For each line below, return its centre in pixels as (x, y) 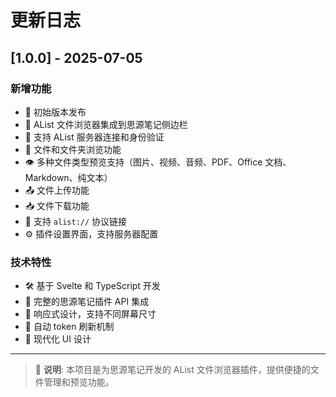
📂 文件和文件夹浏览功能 (73, 149)
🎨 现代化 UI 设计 (58, 339)
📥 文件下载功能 (57, 205)
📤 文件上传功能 (57, 190)
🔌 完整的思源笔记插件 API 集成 (87, 302)
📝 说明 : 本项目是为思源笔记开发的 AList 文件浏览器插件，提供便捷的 (172, 370)
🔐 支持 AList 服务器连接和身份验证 (94, 137)
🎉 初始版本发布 (55, 112)
